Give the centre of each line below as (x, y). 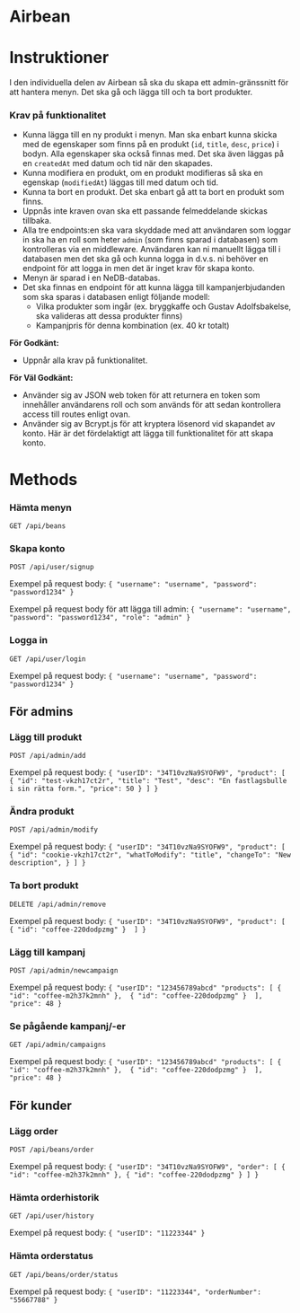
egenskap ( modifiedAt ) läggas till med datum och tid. (120, 182)
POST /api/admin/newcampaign (64, 971)
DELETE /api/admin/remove (57, 904)
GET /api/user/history (52, 1216)
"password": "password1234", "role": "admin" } (100, 618)
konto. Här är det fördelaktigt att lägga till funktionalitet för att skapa (148, 434)
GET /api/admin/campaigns (57, 1045)
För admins (41, 711)
